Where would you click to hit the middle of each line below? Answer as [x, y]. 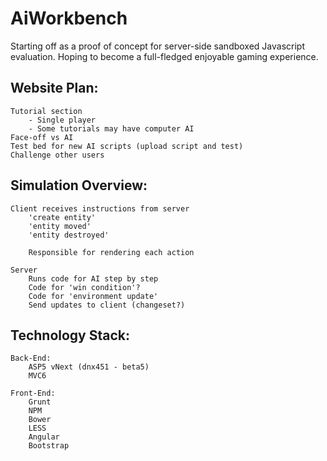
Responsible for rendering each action [111, 252]
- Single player [62, 120]
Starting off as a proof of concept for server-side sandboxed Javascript [158, 46]
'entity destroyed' [69, 235]
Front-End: [33, 393]
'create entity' [62, 217]
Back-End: [31, 358]
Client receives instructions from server [100, 208]
